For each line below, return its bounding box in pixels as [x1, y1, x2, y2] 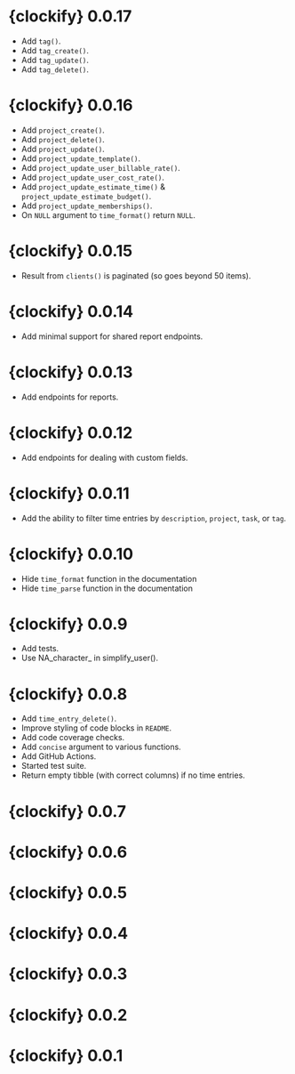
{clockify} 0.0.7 [8, 801, 126, 821]
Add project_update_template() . [20, 153, 141, 164]
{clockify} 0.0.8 [8, 683, 128, 704]
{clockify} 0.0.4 [8, 924, 129, 944]
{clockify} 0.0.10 [8, 544, 134, 564]
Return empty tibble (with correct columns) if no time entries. [20, 770, 245, 780]
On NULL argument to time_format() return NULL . [20, 209, 196, 220]
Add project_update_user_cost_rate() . [20, 172, 165, 182]
